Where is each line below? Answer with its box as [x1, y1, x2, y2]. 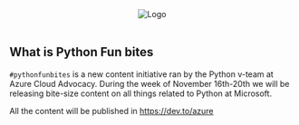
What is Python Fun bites [9, 44, 154, 60]
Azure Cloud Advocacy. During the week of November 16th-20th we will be [9, 78, 290, 89]
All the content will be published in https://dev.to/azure [9, 105, 215, 116]
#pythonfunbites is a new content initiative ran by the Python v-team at [9, 68, 274, 80]
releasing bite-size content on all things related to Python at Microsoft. [9, 88, 273, 99]
